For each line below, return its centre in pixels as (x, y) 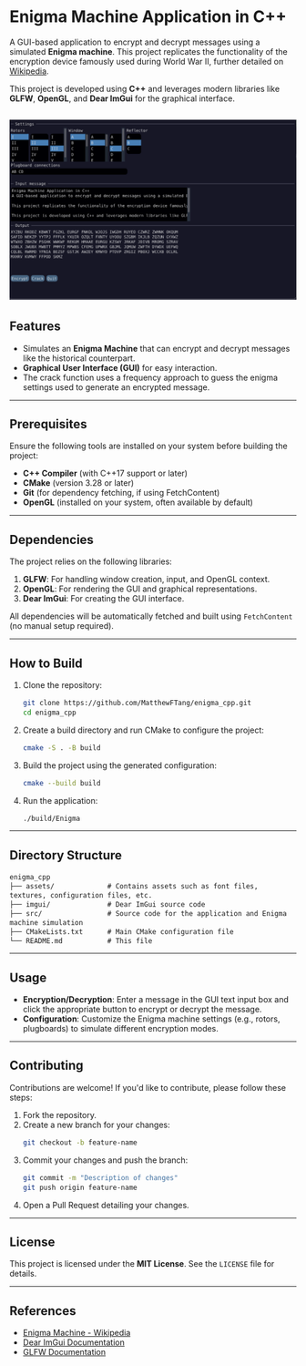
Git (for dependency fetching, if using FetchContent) (121, 493)
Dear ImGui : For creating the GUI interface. (103, 599)
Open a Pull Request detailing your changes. (106, 1205)
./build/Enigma (51, 818)
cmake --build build (61, 783)
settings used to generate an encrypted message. (116, 387)
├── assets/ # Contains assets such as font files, (134, 887)
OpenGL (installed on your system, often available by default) (138, 502)
